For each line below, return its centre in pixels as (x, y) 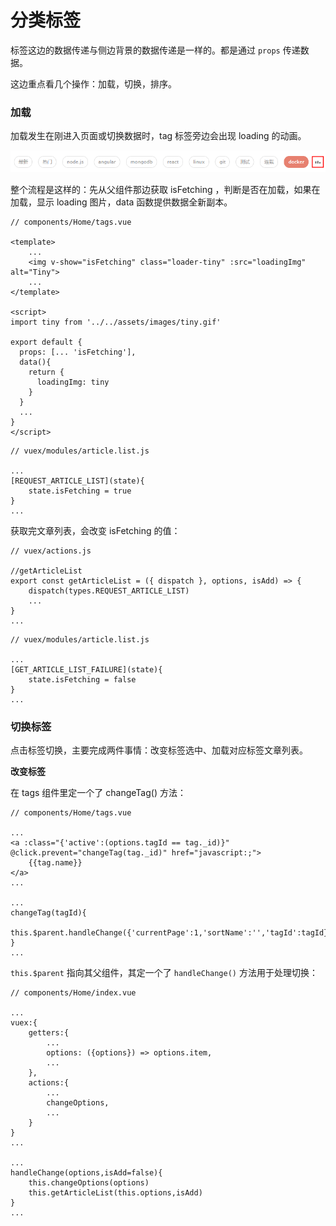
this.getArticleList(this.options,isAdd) (115, 1193)
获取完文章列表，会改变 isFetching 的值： (95, 531)
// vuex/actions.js (51, 551)
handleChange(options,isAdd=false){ (86, 1173)
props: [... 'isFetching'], (78, 352)
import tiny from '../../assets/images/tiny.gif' (116, 322)
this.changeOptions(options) (89, 1183)
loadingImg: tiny (73, 382)
